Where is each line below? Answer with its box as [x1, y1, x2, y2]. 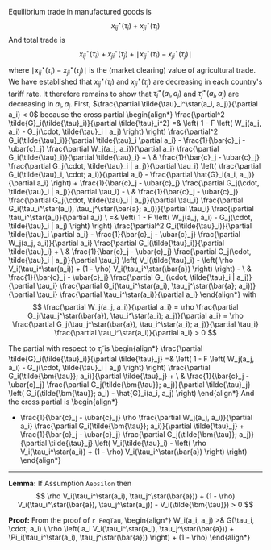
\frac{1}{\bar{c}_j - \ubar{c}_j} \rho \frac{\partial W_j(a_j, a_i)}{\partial [19, 412, 252, 422]
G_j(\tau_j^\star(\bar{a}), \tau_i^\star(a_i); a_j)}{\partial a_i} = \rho [27, 310, 244, 321]
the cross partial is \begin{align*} [8, 397, 119, 406]
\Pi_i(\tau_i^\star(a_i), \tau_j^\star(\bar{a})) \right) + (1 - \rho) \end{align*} [8, 532, 251, 542]
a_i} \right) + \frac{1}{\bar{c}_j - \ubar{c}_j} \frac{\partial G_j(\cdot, [36, 178, 260, 188]
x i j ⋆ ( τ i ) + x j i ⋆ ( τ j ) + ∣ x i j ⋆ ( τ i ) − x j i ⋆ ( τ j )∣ [79, 48, 192, 60]
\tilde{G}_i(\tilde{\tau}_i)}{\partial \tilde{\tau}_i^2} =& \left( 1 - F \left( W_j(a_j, [8, 119, 262, 128]
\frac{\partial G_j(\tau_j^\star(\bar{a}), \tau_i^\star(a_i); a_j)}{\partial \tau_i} [11, 319, 260, 329]
